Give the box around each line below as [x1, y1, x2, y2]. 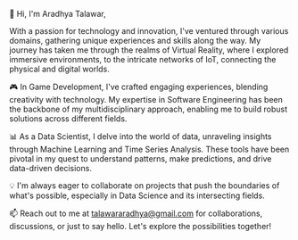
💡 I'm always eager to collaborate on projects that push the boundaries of [9, 180, 280, 191]
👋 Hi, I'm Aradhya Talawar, [9, 9, 106, 19]
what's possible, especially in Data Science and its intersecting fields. [9, 190, 265, 201]
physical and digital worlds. [9, 63, 110, 74]
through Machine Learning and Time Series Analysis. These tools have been [9, 144, 290, 154]
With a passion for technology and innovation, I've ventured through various [9, 26, 289, 36]
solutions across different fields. [9, 113, 128, 124]
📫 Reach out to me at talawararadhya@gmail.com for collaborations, [9, 208, 263, 219]
